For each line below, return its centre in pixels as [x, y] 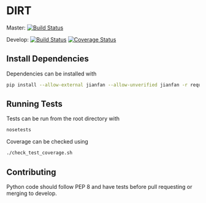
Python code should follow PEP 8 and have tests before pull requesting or [99, 187]
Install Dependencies [48, 59]
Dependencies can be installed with [51, 74]
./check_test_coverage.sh [39, 153]
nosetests [19, 130]
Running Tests [34, 104]
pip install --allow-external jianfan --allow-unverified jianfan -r [97, 85]
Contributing [31, 172]
